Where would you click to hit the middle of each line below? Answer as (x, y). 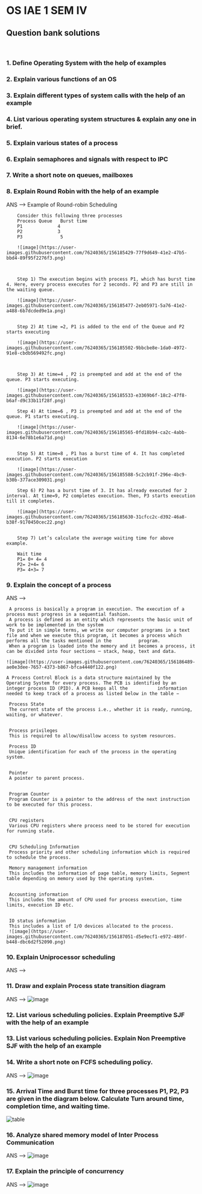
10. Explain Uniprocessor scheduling (61, 957)
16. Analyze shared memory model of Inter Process (82, 1135)
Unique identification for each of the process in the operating (93, 752)
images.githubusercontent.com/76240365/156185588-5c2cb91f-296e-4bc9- (97, 475)
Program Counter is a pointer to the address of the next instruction (99, 800)
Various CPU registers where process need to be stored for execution (99, 826)
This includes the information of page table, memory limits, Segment (99, 873)
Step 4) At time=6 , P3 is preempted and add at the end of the (99, 411)
